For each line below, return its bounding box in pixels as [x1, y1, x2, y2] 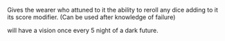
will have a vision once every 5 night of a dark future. [7, 27, 159, 34]
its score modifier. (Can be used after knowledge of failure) [7, 13, 176, 21]
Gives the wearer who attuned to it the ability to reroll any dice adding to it [7, 6, 218, 14]
